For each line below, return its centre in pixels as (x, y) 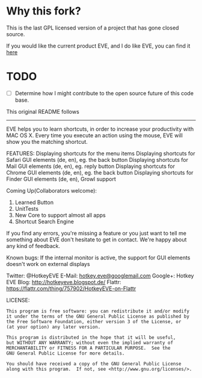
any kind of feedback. (33, 246)
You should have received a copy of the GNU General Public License (94, 364)
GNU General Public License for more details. (66, 353)
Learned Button (34, 202)
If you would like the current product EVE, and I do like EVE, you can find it (98, 46)
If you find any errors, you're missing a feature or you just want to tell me (96, 233)
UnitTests (27, 208)
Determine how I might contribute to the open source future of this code (104, 93)
